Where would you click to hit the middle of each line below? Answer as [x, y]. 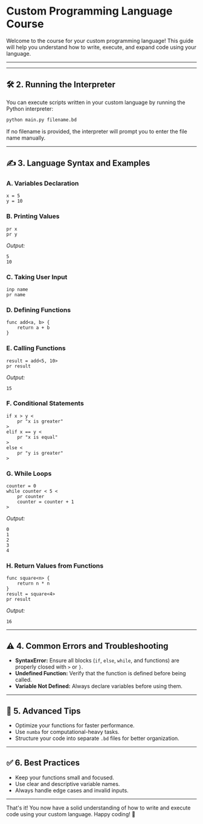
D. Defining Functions [39, 310]
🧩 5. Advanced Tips [43, 711]
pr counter [31, 497]
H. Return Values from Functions [55, 566]
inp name [17, 289]
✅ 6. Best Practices [43, 763]
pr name [16, 294]
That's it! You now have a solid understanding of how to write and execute [98, 808]
